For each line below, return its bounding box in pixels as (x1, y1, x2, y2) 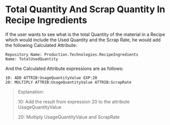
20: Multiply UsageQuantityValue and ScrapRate (17, 114, 120, 120)
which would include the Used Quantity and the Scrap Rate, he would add (5, 37, 161, 43)
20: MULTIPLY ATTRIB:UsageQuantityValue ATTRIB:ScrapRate (5, 80, 132, 85)
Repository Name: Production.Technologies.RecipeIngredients (5, 52, 139, 57)
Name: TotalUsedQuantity (5, 56, 58, 62)
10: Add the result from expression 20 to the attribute (17, 98, 130, 105)
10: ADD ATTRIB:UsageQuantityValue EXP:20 (5, 75, 97, 80)
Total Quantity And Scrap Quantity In (5, 4, 165, 15)
